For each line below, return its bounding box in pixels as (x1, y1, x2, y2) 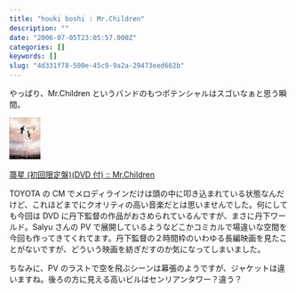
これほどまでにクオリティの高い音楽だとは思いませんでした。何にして (32, 199, 288, 209)
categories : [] (9, 43, 66, 52)
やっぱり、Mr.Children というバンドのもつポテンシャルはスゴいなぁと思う (9, 88, 280, 98)
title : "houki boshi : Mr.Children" (9, 14, 145, 23)
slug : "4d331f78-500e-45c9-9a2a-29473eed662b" (9, 61, 185, 70)
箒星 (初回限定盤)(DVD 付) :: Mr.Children (9, 169, 156, 180)
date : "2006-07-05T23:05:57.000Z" (9, 33, 138, 42)
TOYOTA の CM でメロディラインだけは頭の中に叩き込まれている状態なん (9, 188, 277, 199)
